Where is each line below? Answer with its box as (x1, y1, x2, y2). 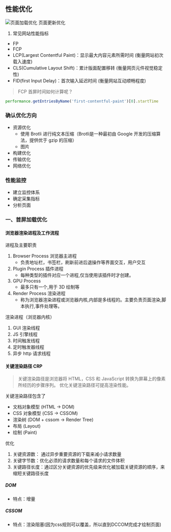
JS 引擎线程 (12, 331, 38, 338)
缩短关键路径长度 (12, 470, 49, 476)
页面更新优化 (38, 19, 65, 26)
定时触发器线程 (12, 344, 44, 350)
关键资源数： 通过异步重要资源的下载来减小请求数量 (12, 451, 121, 457)
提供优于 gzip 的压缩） (29, 137, 77, 143)
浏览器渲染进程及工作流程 (5, 230, 59, 236)
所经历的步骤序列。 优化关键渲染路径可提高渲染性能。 (17, 382, 131, 388)
